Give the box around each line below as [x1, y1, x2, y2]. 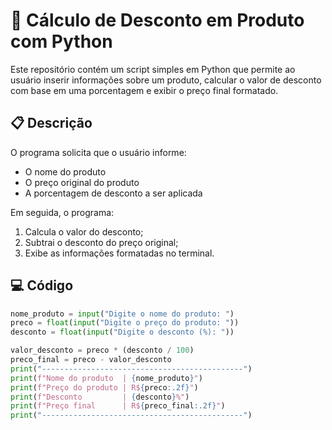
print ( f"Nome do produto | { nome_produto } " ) [10, 373, 203, 383]
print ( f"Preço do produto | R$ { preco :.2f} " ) [10, 382, 199, 393]
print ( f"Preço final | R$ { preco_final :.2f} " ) [10, 401, 226, 411]
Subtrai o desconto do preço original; [24, 236, 179, 248]
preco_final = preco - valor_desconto [10, 355, 172, 365]
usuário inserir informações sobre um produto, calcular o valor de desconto [10, 74, 322, 86]
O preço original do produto [24, 176, 140, 188]
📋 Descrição [10, 115, 93, 132]
